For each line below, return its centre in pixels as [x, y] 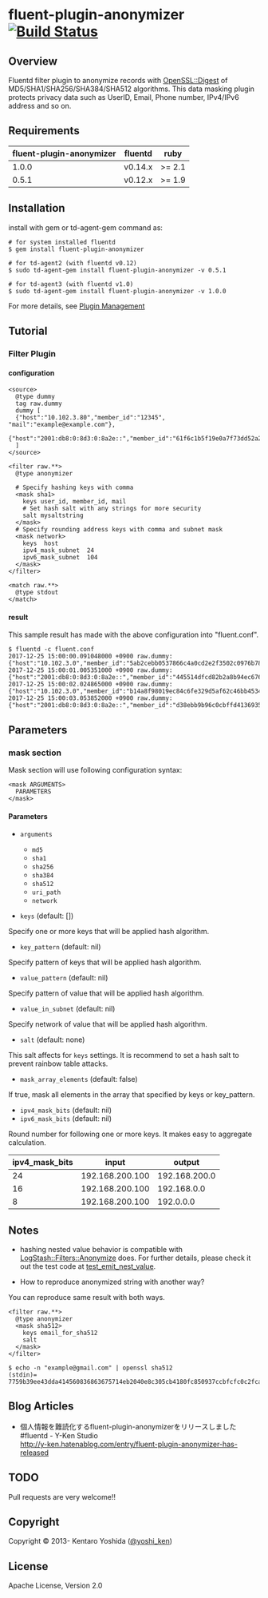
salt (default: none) [52, 1039]
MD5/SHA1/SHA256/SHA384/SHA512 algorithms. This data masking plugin [132, 89]
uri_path [46, 892]
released [34, 1453]
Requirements [44, 131]
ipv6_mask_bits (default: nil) [66, 1119]
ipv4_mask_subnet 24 [58, 551]
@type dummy [35, 397]
